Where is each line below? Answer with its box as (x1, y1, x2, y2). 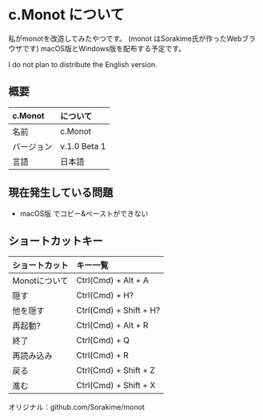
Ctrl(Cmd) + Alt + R (76, 320, 149, 331)
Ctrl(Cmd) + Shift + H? (76, 305, 161, 316)
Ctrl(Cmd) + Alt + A (76, 275, 149, 286)
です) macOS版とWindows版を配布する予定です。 (22, 43, 186, 53)
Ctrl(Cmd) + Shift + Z (76, 365, 156, 376)
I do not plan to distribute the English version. (8, 59, 157, 69)
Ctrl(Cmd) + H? (76, 290, 134, 301)
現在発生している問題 (8, 186, 114, 199)
